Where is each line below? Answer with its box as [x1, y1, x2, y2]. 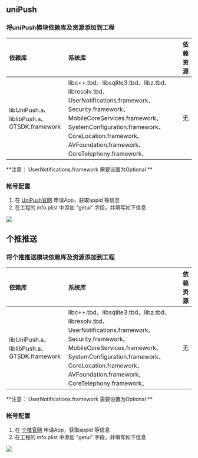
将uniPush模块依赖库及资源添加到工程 [6, 24, 115, 32]
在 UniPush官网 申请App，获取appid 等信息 [14, 196, 120, 204]
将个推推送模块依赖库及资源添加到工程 [6, 253, 115, 262]
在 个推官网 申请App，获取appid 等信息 [14, 426, 110, 433]
